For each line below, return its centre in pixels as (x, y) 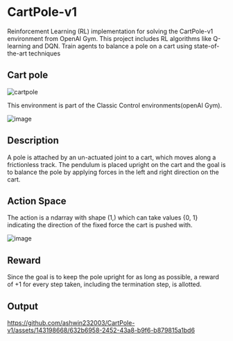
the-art (17, 53)
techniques (45, 53)
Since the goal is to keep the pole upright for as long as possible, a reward (113, 277)
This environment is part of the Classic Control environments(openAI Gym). (115, 105)
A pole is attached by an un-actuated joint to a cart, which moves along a (112, 157)
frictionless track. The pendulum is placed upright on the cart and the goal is (116, 164)
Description (33, 140)
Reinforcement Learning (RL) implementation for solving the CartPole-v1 (110, 31)
